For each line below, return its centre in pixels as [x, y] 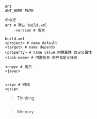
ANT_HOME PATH [19, 11]
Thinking [26, 98]
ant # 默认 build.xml [26, 25]
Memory [25, 112]
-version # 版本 [29, 30]
